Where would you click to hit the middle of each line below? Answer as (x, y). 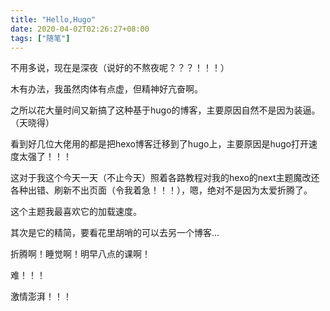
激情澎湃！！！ (41, 297)
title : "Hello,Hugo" (53, 19)
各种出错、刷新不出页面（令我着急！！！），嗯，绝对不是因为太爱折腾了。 (161, 190)
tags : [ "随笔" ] (40, 38)
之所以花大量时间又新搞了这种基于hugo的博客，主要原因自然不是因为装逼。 (165, 110)
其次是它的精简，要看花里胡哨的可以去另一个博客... (115, 233)
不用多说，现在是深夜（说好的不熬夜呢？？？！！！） (120, 68)
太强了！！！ (45, 157)
